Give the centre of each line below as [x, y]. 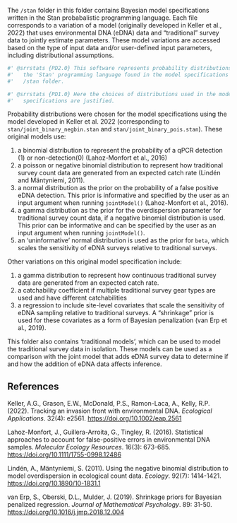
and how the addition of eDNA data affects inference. [85, 364]
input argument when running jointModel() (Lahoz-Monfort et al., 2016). [123, 203]
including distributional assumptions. [61, 55]
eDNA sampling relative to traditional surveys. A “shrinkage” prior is [116, 313]
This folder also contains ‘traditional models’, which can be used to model [114, 341]
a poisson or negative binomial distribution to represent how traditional [120, 165]
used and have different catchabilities [72, 298]
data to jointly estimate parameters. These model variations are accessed [114, 40]
